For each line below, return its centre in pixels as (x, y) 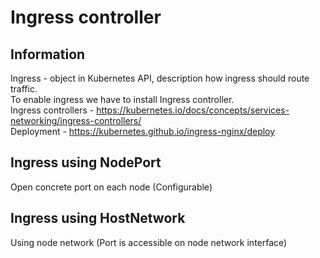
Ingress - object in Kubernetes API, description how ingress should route (160, 78)
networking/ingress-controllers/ (76, 120)
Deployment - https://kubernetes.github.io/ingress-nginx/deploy (143, 131)
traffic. (24, 89)
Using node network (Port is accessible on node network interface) (149, 242)
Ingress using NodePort (86, 162)
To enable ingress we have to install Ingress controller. (122, 99)
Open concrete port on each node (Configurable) (111, 187)
